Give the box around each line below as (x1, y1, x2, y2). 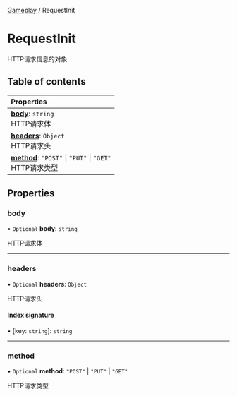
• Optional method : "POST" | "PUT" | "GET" (7, 367, 128, 376)
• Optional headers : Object (7, 280, 87, 288)
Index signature (7, 311, 54, 320)
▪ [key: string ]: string (7, 326, 73, 335)
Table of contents (7, 76, 86, 88)
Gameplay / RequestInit (7, 6, 75, 14)
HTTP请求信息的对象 (7, 54, 68, 63)
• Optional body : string (7, 224, 78, 233)
